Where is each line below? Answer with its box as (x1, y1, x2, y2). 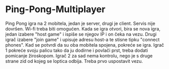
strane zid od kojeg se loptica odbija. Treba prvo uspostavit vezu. (5, 58, 143, 64)
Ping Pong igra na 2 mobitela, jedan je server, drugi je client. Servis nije (5, 20, 155, 26)
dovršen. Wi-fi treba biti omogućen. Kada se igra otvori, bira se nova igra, (5, 25, 161, 31)
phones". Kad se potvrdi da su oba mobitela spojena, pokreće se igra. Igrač (5, 42, 164, 48)
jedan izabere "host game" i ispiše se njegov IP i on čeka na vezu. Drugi (5, 31, 157, 37)
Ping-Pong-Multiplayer (5, 4, 106, 15)
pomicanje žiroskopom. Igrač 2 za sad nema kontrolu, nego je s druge (5, 52, 153, 59)
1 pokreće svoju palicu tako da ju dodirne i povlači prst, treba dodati (5, 47, 149, 53)
